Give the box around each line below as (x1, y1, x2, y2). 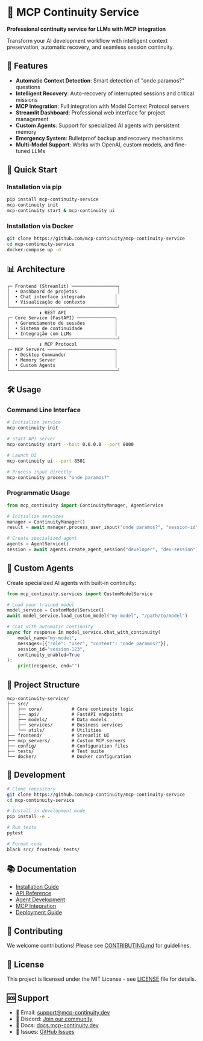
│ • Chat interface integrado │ (7, 293, 118, 300)
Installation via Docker (7, 222, 74, 230)
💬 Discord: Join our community (15, 1015, 93, 1022)
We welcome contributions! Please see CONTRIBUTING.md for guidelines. (7, 942, 192, 949)
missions (15, 96, 38, 103)
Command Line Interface (7, 406, 81, 414)
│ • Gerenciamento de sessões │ (7, 320, 118, 326)
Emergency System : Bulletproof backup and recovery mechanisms (15, 134, 183, 142)
